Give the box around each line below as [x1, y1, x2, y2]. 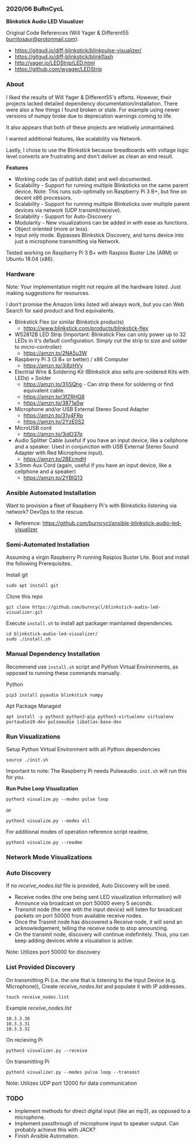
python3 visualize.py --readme [6, 840, 82, 846]
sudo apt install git [6, 583, 59, 589]
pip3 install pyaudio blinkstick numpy [6, 692, 104, 698]
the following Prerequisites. [6, 560, 72, 567]
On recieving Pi [6, 1036, 43, 1043]
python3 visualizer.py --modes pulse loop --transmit [6, 1069, 140, 1075]
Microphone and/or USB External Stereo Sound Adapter [14, 405, 149, 412]
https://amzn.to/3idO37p [23, 430, 83, 437]
